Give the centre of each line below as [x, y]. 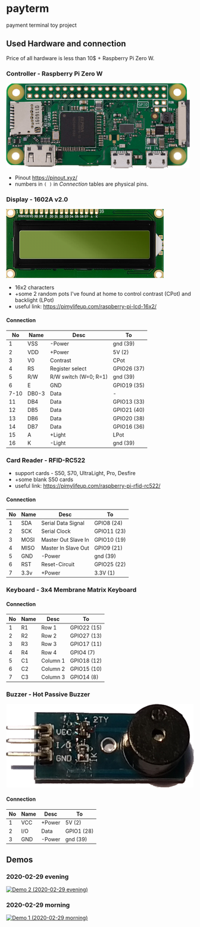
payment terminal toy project [42, 25]
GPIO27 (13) [86, 636]
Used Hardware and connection [66, 44]
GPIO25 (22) [110, 564]
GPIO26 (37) [129, 369]
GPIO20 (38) [129, 418]
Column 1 [53, 660]
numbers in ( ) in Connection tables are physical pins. [82, 184]
